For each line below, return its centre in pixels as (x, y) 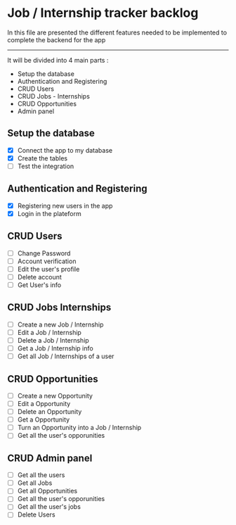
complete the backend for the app (57, 39)
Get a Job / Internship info (55, 348)
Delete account (39, 277)
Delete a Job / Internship (53, 340)
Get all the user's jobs (49, 507)
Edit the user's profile (48, 269)
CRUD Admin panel (50, 458)
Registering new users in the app (65, 205)
